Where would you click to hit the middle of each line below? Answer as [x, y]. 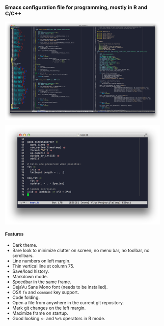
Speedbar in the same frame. [41, 282]
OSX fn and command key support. [46, 292]
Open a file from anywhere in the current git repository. [68, 302]
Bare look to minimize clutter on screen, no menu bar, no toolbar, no [81, 250]
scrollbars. [23, 256]
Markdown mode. [30, 276]
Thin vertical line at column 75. [43, 266]
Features [14, 234]
